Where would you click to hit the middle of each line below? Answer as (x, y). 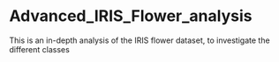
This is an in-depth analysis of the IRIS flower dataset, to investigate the (140, 40)
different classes (40, 49)
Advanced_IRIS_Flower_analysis (131, 16)
